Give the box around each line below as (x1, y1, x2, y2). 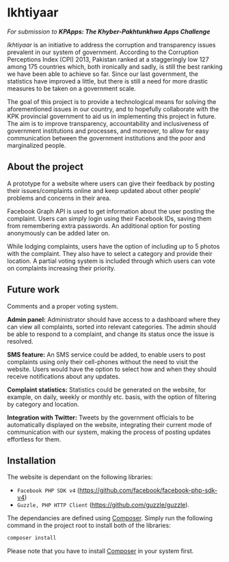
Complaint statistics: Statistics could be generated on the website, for (7, 385, 206, 394)
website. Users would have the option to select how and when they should (7, 365, 217, 373)
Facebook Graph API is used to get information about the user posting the (7, 207, 215, 215)
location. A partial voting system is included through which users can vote (7, 257, 215, 265)
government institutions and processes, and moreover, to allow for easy (7, 127, 209, 135)
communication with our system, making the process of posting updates (7, 428, 211, 436)
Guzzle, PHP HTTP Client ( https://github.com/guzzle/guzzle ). (16, 501, 190, 509)
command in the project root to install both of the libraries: (7, 522, 171, 530)
